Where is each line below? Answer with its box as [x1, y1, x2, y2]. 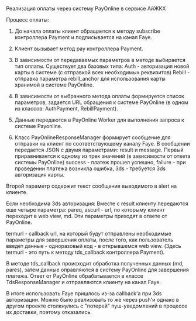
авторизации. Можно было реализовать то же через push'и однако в [6, 296, 180, 303]
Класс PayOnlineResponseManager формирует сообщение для [14, 134, 171, 141]
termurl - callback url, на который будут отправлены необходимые [6, 230, 171, 237]
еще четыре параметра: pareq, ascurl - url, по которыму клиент [6, 206, 165, 213]
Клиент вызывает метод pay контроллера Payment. [14, 45, 143, 52]
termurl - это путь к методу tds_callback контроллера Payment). [6, 248, 165, 256]
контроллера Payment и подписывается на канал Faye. [14, 34, 152, 40]
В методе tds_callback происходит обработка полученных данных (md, [6, 260, 184, 267]
